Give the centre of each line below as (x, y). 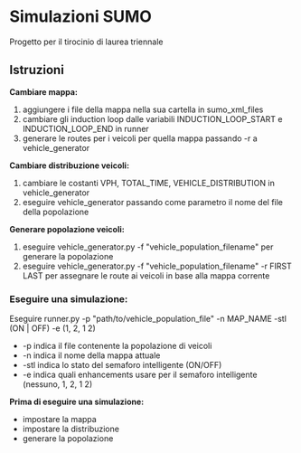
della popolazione (56, 212)
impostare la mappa (59, 420)
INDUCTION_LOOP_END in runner (85, 128)
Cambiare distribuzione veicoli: (69, 165)
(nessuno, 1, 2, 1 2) (57, 384)
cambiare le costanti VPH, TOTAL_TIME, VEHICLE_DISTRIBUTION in (149, 183)
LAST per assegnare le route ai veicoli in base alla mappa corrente (146, 275)
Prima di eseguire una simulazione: (77, 402)
